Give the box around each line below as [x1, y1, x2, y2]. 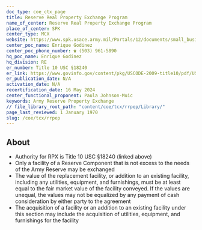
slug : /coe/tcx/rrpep [6, 115, 61, 121]
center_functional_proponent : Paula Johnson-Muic [6, 92, 133, 98]
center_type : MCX [6, 31, 50, 37]
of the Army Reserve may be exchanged [14, 166, 115, 173]
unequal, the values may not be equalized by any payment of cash [14, 192, 180, 199]
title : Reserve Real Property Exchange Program [6, 14, 128, 20]
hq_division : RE [6, 59, 47, 65]
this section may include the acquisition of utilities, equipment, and [14, 211, 180, 218]
